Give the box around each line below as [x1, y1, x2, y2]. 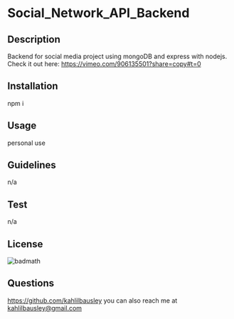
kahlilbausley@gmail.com [7, 303, 83, 312]
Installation [7, 80, 58, 92]
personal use [7, 139, 46, 147]
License [7, 238, 43, 250]
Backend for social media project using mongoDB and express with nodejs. [7, 52, 228, 60]
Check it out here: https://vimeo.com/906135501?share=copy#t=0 [7, 60, 201, 68]
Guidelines [7, 159, 56, 171]
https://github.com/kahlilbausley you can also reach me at [7, 296, 178, 305]
